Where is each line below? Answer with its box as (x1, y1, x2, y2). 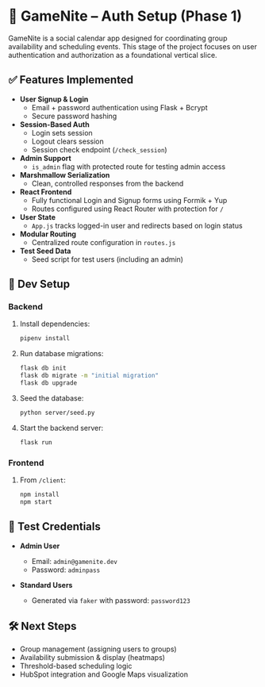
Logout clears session (31, 136, 105, 146)
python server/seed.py (19, 409, 95, 416)
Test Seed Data (19, 246, 71, 255)
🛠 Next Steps (8, 619, 77, 633)
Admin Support (19, 153, 71, 163)
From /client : (19, 475, 66, 485)
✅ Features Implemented (8, 73, 133, 86)
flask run (19, 438, 53, 447)
